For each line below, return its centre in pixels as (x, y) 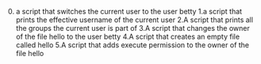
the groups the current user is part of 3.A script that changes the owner (132, 28)
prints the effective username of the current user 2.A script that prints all (134, 20)
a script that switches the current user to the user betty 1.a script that (129, 11)
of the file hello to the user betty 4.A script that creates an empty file (128, 36)
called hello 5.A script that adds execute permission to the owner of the (132, 45)
